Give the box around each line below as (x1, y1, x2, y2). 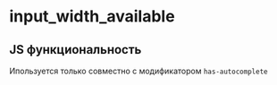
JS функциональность (9, 42, 142, 57)
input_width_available (9, 6, 176, 27)
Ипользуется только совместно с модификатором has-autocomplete (9, 65, 268, 76)
